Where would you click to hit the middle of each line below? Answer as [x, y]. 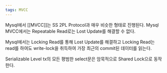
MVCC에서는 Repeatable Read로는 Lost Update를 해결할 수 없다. [70, 31]
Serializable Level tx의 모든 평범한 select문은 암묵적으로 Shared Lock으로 [79, 59]
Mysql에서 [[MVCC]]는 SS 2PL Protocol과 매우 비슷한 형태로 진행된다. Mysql [82, 25]
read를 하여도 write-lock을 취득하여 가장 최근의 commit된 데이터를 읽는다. [79, 48]
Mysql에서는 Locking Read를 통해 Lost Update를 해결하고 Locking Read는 [80, 42]
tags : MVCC [17, 10]
